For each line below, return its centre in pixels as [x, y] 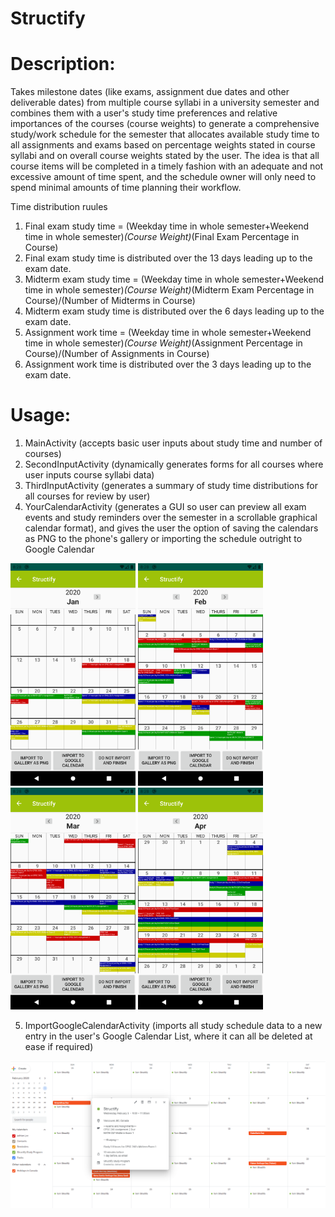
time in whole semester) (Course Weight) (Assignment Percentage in [163, 343]
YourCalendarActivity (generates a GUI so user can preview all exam [165, 507]
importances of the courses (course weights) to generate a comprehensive [165, 124]
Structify [48, 18]
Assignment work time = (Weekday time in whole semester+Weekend [168, 333]
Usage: [41, 415]
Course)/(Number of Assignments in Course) [117, 354]
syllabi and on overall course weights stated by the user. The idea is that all [165, 156]
